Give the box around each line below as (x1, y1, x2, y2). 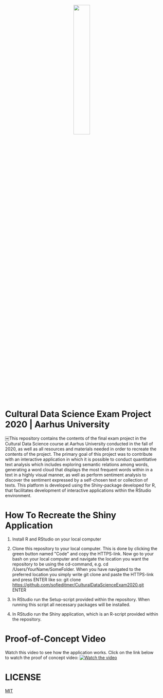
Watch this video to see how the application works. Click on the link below (5, 649, 154, 655)
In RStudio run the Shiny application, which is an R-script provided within (12, 611, 158, 617)
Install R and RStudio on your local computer (12, 536, 101, 542)
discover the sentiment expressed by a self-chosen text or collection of (5, 477, 148, 483)
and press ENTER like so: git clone (12, 577, 81, 582)
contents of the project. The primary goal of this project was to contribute (5, 451, 153, 457)
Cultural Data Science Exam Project (5, 408, 152, 420)
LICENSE (5, 672, 41, 682)
